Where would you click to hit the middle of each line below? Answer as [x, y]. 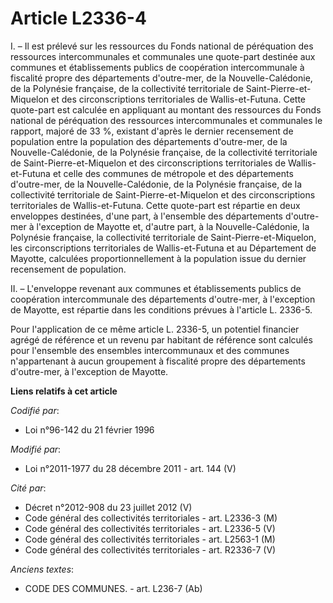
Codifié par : [35, 410]
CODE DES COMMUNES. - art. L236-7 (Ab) [113, 588]
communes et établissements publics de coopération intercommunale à [157, 67]
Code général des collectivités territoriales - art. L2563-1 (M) [150, 539]
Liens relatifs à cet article [64, 391]
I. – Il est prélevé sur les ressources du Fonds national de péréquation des [162, 46]
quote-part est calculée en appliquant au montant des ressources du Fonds [166, 109]
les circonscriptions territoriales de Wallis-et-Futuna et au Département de [163, 248]
